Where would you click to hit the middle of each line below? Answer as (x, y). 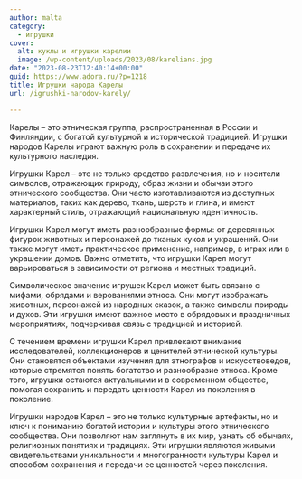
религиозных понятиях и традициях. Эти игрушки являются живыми (142, 445)
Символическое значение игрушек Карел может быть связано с (135, 285)
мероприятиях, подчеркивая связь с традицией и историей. (126, 324)
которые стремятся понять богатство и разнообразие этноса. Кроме (143, 370)
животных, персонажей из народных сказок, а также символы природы (149, 305)
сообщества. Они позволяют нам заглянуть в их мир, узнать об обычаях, (151, 436)
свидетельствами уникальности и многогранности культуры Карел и (144, 455)
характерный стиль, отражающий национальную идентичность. (134, 211)
